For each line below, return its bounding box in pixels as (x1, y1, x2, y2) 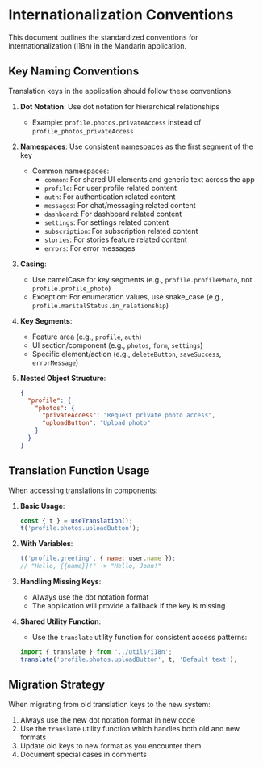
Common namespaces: (31, 166, 110, 176)
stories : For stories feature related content (44, 235, 187, 244)
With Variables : (19, 539, 73, 549)
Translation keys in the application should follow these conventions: (8, 86, 234, 95)
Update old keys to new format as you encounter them (19, 740, 202, 750)
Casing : (19, 259, 47, 269)
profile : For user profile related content (44, 183, 177, 193)
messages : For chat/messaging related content (44, 200, 196, 210)
